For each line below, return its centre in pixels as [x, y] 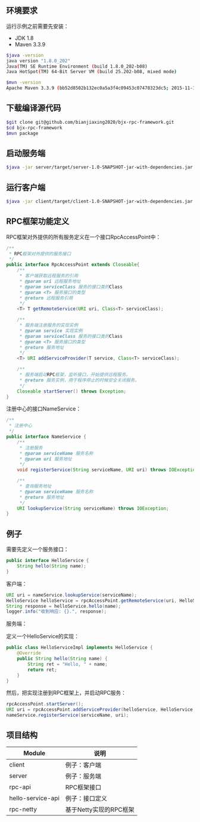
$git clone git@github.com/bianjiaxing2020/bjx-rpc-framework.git [90, 122]
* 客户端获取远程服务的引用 [49, 276]
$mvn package [22, 133]
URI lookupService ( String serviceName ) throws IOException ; [93, 508]
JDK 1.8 [24, 38]
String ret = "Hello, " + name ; [68, 664]
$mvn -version [24, 83]
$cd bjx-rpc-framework [34, 128]
